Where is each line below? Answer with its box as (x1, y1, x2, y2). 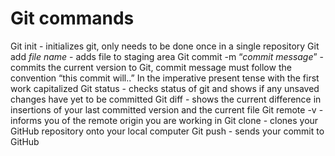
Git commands (10, 7, 135, 30)
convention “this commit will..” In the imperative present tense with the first (10, 72, 320, 84)
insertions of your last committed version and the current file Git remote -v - (10, 103, 324, 116)
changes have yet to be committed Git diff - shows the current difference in (10, 93, 322, 105)
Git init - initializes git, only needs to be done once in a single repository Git (10, 40, 320, 52)
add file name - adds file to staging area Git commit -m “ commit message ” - (10, 50, 325, 62)
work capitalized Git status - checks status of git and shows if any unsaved (10, 82, 320, 94)
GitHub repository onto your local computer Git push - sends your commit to (10, 125, 325, 137)
